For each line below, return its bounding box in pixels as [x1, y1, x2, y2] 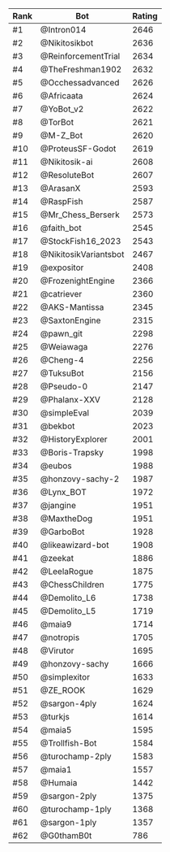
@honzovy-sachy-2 [40, 473, 120, 485]
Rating [132, 11, 158, 21]
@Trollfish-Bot [40, 737, 97, 749]
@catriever [40, 289, 83, 299]
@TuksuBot [40, 367, 85, 379]
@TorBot [40, 117, 74, 128]
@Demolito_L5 [40, 606, 96, 616]
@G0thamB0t [40, 830, 92, 841]
